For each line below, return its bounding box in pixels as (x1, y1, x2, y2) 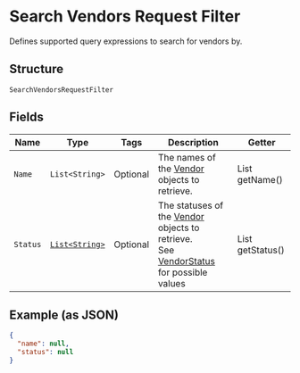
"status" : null (17, 348, 74, 357)
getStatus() (237, 244, 285, 256)
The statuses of (157, 199, 224, 211)
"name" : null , (17, 339, 70, 349)
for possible (157, 266, 208, 278)
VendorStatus (157, 254, 216, 267)
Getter (247, 136, 276, 148)
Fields (9, 110, 45, 125)
